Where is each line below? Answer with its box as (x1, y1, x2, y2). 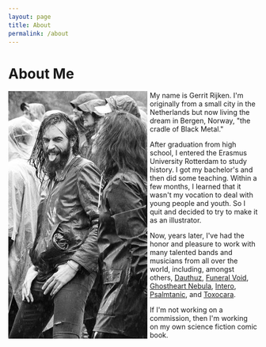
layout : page (8, 13, 51, 21)
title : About (8, 21, 51, 29)
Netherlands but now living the (150, 108, 250, 117)
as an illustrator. (150, 215, 202, 225)
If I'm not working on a (150, 305, 223, 315)
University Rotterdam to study (150, 157, 248, 166)
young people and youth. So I (150, 199, 246, 208)
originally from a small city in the (150, 99, 256, 109)
